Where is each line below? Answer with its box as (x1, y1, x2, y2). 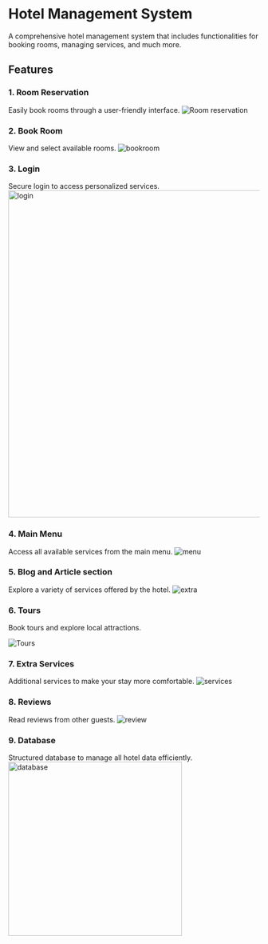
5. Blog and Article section (8, 566, 113, 578)
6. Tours (8, 605, 41, 616)
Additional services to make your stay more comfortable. (8, 677, 195, 686)
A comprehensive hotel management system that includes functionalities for (8, 31, 259, 41)
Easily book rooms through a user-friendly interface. (8, 105, 180, 114)
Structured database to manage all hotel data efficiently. (8, 753, 193, 762)
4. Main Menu (8, 529, 62, 540)
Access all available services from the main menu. (8, 546, 173, 556)
